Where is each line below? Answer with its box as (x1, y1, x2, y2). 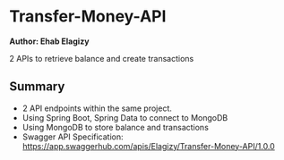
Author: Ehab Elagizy (9, 36, 90, 46)
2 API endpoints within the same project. (22, 103, 173, 114)
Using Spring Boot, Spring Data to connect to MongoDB (22, 112, 228, 122)
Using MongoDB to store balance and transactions (22, 122, 209, 132)
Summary (9, 79, 65, 95)
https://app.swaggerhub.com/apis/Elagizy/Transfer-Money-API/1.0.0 (22, 140, 275, 151)
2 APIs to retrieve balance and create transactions (9, 53, 194, 63)
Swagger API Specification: (22, 131, 124, 142)
